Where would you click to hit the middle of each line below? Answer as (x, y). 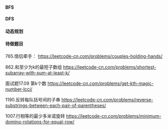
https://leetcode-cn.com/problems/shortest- (109, 67)
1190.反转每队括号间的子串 (33, 99)
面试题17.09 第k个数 (26, 83)
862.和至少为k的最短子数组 (34, 67)
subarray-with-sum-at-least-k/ (37, 73)
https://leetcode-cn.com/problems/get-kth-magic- (101, 83)
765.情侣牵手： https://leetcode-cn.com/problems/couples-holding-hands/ (84, 56)
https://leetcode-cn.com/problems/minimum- (114, 116)
